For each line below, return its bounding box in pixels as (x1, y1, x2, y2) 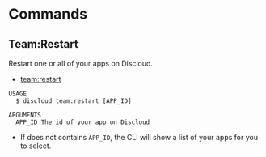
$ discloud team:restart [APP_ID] (15, 97, 132, 105)
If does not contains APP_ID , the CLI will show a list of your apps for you (19, 133, 259, 142)
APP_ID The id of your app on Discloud (15, 118, 150, 126)
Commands (8, 5, 88, 23)
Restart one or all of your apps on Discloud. (8, 58, 154, 68)
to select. (19, 141, 52, 151)
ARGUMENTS (8, 111, 42, 119)
